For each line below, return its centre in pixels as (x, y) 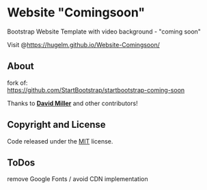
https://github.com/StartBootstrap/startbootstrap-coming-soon (96, 90)
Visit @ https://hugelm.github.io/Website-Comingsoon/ (84, 44)
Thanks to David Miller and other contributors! (72, 103)
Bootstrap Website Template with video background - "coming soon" (104, 31)
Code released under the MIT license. (60, 141)
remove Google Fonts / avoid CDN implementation (78, 179)
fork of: (17, 83)
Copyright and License (56, 125)
